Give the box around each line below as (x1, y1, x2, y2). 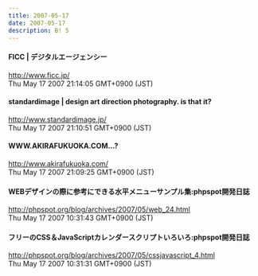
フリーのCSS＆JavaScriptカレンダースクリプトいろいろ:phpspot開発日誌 (8, 232, 250, 242)
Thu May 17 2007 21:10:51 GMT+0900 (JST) (8, 122, 152, 132)
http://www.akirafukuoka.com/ (8, 158, 109, 168)
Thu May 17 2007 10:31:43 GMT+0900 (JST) (8, 213, 154, 223)
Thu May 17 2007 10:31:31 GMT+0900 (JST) (8, 259, 152, 269)
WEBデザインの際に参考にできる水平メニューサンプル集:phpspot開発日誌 (8, 186, 250, 196)
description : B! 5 (8, 26, 69, 34)
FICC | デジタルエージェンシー (8, 52, 107, 61)
